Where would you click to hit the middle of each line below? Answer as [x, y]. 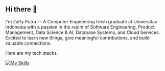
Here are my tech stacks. [32, 53]
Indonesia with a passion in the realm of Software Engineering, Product [80, 27]
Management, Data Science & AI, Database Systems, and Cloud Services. [83, 32]
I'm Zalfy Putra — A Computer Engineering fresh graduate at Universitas [81, 21]
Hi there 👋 [21, 9]
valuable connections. [29, 43]
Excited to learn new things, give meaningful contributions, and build [77, 38]
